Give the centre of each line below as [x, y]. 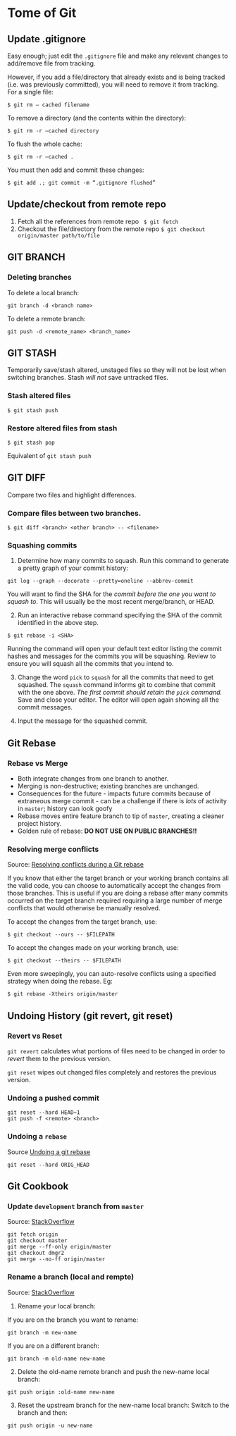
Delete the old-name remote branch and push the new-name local [113, 1371]
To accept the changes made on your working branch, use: [93, 948]
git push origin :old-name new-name [61, 1392]
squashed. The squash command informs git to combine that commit [117, 685]
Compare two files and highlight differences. [72, 495]
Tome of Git [42, 13]
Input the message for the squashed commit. [82, 721]
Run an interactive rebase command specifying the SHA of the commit [120, 615]
